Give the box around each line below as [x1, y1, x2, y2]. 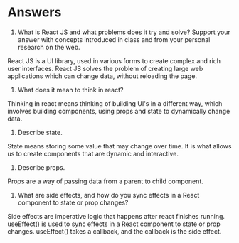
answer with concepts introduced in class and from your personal [17, 35, 211, 43]
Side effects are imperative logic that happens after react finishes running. [7, 212, 225, 220]
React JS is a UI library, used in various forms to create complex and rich [7, 56, 221, 65]
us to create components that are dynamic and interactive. [7, 149, 179, 158]
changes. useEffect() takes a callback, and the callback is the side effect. [7, 227, 222, 235]
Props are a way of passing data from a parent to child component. [7, 177, 204, 185]
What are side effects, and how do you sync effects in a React [17, 190, 200, 199]
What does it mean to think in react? [17, 85, 124, 94]
